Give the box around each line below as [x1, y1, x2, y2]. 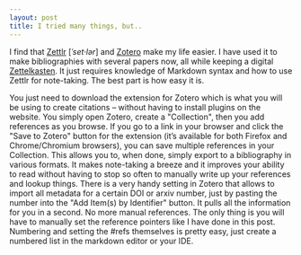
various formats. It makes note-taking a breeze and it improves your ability [9, 159, 285, 170]
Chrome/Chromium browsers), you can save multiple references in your [9, 140, 275, 151]
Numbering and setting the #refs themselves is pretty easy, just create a [9, 225, 277, 236]
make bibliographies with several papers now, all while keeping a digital [9, 56, 274, 66]
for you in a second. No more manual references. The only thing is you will [9, 207, 285, 217]
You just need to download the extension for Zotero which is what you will [9, 92, 283, 103]
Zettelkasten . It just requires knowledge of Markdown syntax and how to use [9, 65, 293, 76]
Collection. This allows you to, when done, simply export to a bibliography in [9, 149, 292, 160]
